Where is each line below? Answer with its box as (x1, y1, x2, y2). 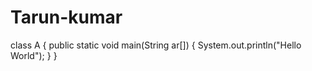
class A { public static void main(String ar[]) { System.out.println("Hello (10, 39, 302, 51)
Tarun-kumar (10, 6, 123, 29)
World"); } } (10, 49, 58, 61)
